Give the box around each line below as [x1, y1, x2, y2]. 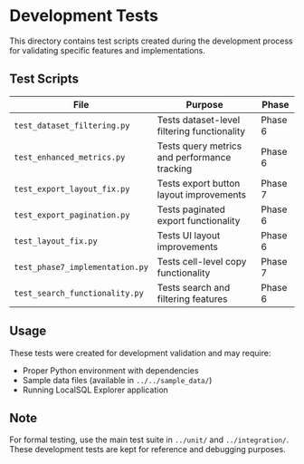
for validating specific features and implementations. [9, 44, 206, 55]
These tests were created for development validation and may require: [9, 347, 271, 358]
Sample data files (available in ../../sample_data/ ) [22, 374, 213, 385]
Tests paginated [157, 203, 226, 216]
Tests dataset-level [157, 113, 241, 126]
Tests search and [157, 281, 231, 294]
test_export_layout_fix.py [14, 183, 130, 194]
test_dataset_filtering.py [14, 120, 130, 130]
